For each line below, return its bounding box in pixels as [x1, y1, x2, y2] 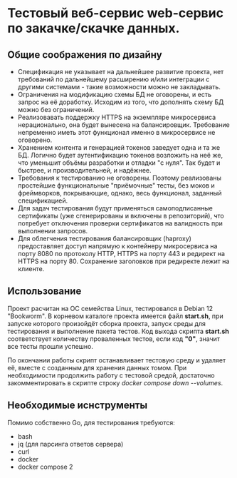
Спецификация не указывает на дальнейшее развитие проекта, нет [17, 68, 224, 76]
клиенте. [17, 265, 45, 273]
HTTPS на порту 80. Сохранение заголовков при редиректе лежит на [17, 257, 230, 265]
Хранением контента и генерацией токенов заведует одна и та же [17, 143, 221, 151]
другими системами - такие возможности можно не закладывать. [17, 83, 221, 91]
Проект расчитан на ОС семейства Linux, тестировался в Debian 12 [7, 304, 214, 312]
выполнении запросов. [17, 227, 88, 235]
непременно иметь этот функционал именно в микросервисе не [17, 128, 216, 136]
